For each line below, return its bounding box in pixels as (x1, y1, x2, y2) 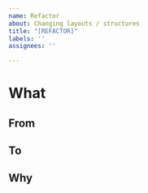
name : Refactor (8, 11, 60, 20)
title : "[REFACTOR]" (8, 27, 79, 35)
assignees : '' (8, 42, 57, 50)
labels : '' (8, 34, 46, 43)
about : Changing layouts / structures (8, 19, 140, 28)
